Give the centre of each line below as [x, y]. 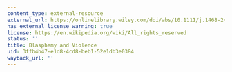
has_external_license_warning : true [60, 26]
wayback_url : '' [30, 58]
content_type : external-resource [55, 13]
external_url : [28, 20]
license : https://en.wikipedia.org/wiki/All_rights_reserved [97, 33]
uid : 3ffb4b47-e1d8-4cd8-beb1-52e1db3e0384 [71, 52]
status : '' [23, 39]
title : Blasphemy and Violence [52, 45]
